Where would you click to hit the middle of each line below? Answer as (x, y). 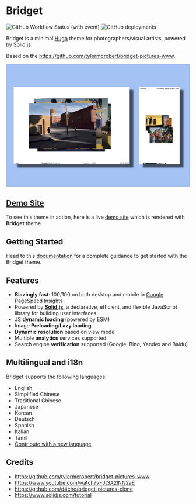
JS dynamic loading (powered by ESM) (62, 319)
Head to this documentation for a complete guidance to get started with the (97, 256)
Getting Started (35, 242)
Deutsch (24, 419)
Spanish (24, 425)
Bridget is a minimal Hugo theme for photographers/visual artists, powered (96, 38)
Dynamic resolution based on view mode (64, 332)
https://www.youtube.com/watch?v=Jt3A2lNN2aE (75, 482)
